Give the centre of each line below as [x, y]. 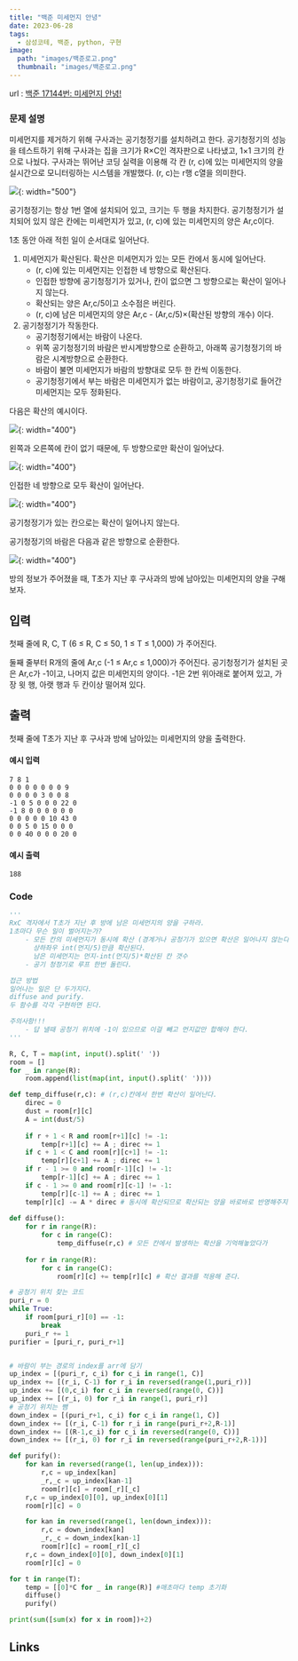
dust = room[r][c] [59, 1111]
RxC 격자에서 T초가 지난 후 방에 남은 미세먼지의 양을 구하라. [107, 923]
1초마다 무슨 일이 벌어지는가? [56, 932]
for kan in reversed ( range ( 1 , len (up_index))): [114, 1465]
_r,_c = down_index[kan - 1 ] [91, 1538]
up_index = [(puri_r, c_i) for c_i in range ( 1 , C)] [106, 1374]
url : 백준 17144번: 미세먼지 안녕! [66, 93]
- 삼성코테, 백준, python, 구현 [70, 42]
